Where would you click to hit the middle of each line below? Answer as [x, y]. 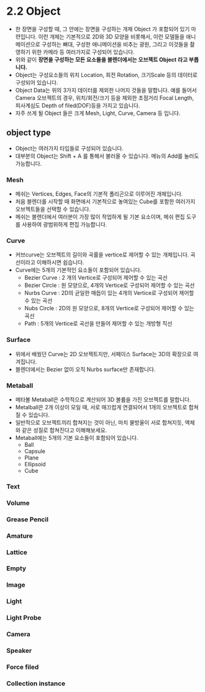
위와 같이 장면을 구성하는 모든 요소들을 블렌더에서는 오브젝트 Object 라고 [101, 59]
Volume [18, 503]
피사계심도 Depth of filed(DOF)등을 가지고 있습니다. [78, 105]
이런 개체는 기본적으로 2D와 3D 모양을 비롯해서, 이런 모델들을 [111, 36]
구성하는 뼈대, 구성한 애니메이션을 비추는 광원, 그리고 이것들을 [115, 44]
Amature [20, 535]
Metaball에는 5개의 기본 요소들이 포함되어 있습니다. [77, 437]
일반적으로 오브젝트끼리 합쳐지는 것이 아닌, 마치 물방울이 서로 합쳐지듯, [99, 422]
